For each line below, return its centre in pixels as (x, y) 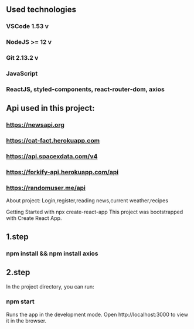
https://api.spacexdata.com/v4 (52, 157)
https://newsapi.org (35, 125)
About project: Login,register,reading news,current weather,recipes (87, 201)
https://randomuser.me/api (46, 188)
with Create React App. (34, 218)
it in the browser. (26, 320)
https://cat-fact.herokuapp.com (53, 141)
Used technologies (41, 10)
